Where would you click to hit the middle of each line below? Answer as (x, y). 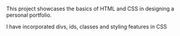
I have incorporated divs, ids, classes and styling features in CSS (87, 27)
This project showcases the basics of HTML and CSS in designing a (90, 9)
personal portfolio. (29, 15)
